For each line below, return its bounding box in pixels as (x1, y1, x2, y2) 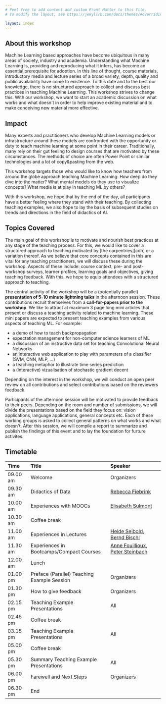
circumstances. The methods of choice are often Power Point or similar (5, 154, 150, 159)
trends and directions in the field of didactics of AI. (5, 210, 109, 216)
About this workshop (5, 39, 72, 48)
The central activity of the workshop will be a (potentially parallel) (5, 288, 139, 295)
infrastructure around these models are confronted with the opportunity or (5, 138, 157, 144)
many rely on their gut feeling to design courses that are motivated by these (5, 148, 160, 154)
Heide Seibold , (110, 528, 145, 535)
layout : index (5, 21, 35, 26)
